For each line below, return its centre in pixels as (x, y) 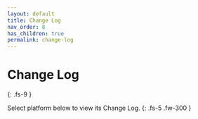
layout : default (31, 14)
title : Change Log (34, 20)
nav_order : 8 (26, 27)
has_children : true (36, 33)
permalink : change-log (40, 40)
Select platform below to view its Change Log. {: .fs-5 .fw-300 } (99, 108)
